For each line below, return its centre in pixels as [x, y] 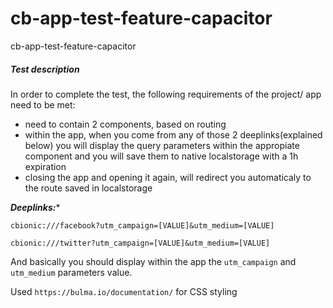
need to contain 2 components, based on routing [125, 124]
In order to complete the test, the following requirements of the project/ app [166, 94]
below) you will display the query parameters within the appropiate [162, 145]
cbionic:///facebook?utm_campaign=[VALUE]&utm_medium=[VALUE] [142, 225]
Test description [45, 69]
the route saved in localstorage [88, 188]
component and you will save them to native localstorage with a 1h [161, 156]
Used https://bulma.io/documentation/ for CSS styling [124, 291]
